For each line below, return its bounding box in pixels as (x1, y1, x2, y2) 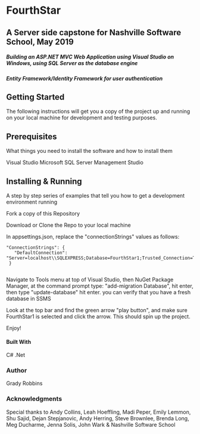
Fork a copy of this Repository (6, 210, 80, 217)
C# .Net (6, 352, 26, 359)
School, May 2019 (6, 36, 74, 47)
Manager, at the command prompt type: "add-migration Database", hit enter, (6, 282, 193, 290)
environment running (6, 198, 58, 205)
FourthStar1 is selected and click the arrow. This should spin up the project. (6, 313, 190, 320)
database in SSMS (6, 295, 52, 302)
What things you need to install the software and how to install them (6, 147, 173, 155)
